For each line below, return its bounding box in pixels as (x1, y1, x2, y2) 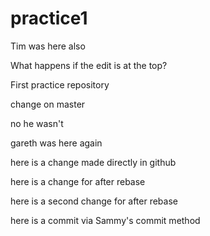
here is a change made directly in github (10, 156, 177, 168)
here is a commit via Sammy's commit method (10, 214, 201, 226)
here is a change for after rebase (10, 175, 146, 187)
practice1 (10, 7, 88, 30)
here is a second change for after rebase (10, 195, 178, 207)
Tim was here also (10, 40, 86, 52)
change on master (10, 98, 86, 110)
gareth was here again (10, 137, 103, 149)
